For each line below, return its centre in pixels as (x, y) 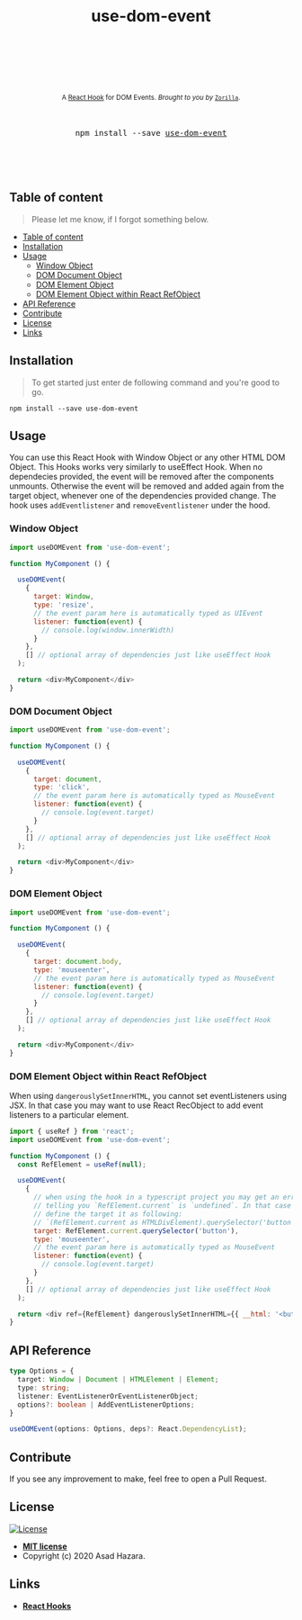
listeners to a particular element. (69, 1114)
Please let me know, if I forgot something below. (120, 219)
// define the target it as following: (107, 1214)
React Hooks (47, 1606)
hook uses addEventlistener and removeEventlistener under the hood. (140, 505)
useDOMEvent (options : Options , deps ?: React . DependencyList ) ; (128, 1429)
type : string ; (44, 1388)
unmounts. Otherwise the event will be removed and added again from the (147, 486)
